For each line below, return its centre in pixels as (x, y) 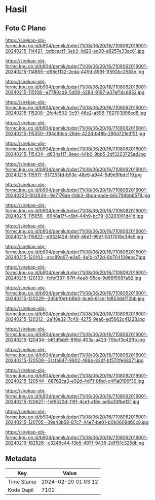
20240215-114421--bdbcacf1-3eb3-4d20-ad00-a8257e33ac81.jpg (75, 51)
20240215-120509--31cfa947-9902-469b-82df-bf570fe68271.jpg (74, 360)
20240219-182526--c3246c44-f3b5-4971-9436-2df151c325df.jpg (75, 443)
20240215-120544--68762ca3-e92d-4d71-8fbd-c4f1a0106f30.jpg (75, 381)
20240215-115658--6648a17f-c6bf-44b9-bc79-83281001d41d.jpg (74, 216)
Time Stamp (22, 482)
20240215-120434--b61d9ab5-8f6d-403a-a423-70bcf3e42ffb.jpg (75, 340)
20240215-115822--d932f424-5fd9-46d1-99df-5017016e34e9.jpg (74, 237)
